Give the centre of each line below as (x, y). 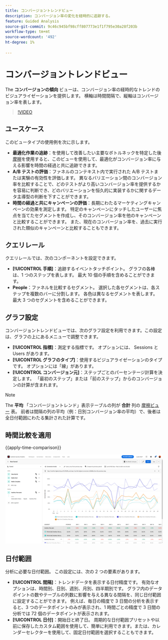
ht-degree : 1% (20, 43)
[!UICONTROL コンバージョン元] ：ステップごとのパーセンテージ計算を (85, 372)
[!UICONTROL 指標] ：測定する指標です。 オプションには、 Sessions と (85, 347)
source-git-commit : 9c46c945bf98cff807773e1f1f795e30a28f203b (71, 27)
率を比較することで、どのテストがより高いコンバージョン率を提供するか (86, 184)
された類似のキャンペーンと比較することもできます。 (67, 228)
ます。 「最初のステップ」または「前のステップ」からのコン (83, 379)
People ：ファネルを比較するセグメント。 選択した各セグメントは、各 (84, 288)
